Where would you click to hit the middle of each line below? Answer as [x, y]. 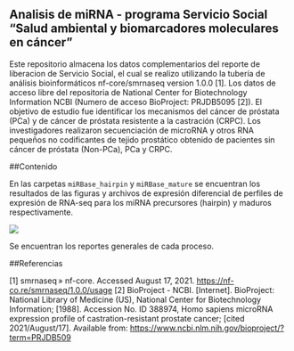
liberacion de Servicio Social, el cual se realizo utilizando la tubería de [137, 73]
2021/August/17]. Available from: [69, 328]
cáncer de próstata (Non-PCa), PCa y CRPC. [91, 149]
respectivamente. [41, 212]
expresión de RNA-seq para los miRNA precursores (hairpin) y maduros [140, 202]
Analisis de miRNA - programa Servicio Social [139, 15]
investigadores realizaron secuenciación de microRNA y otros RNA [131, 130]
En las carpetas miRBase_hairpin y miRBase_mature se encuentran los [135, 184]
